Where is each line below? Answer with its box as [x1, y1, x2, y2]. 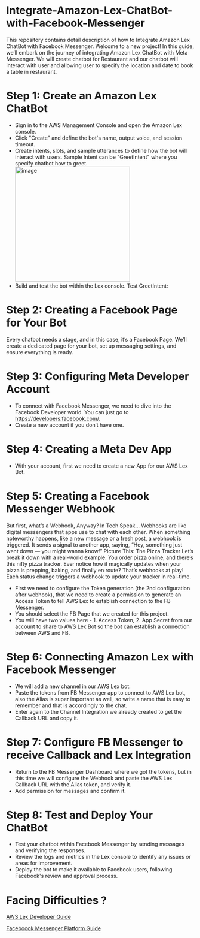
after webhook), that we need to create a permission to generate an [14, 591, 181, 598]
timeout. [14, 140, 36, 147]
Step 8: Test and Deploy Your [6, 808, 153, 822]
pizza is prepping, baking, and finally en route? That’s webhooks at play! [6, 566, 184, 574]
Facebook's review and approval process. [14, 873, 118, 880]
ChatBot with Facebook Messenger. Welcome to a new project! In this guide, [6, 43, 194, 50]
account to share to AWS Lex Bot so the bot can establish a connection [14, 623, 190, 630]
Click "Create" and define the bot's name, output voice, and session [14, 134, 183, 141]
